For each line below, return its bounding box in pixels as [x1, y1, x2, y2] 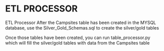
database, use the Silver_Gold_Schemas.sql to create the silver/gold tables [5, 24, 159, 30]
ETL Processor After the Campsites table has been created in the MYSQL [5, 19, 156, 25]
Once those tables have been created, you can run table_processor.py [5, 34, 150, 40]
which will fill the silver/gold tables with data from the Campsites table [5, 39, 150, 45]
